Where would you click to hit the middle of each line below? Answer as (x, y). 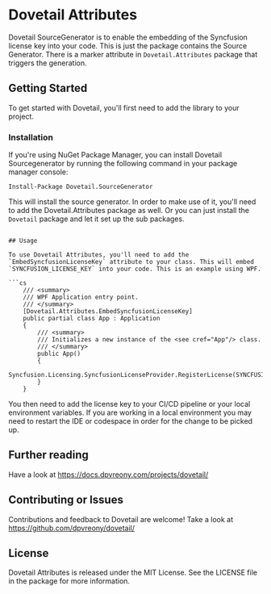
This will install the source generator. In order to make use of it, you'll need (132, 202)
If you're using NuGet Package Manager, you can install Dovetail (115, 155)
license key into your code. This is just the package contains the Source (128, 45)
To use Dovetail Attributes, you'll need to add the (99, 255)
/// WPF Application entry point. (81, 297)
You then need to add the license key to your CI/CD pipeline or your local (129, 404)
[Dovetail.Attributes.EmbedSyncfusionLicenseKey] (108, 312)
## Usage (23, 241)
